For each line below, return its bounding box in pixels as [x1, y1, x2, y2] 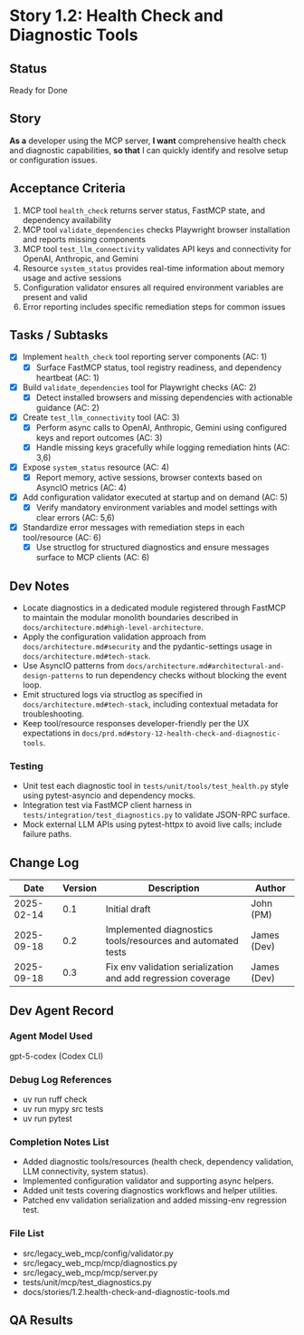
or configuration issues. [9, 154, 98, 165]
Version [62, 882, 98, 894]
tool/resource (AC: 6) [22, 532, 102, 543]
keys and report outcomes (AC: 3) [35, 432, 163, 443]
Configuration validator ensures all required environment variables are [22, 282, 284, 293]
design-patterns [22, 672, 84, 681]
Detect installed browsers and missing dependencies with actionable [35, 392, 293, 403]
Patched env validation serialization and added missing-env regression [22, 1194, 287, 1206]
